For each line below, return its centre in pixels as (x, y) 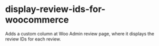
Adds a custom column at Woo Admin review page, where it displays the (80, 33)
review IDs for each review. (33, 39)
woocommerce (37, 20)
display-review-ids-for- (55, 9)
